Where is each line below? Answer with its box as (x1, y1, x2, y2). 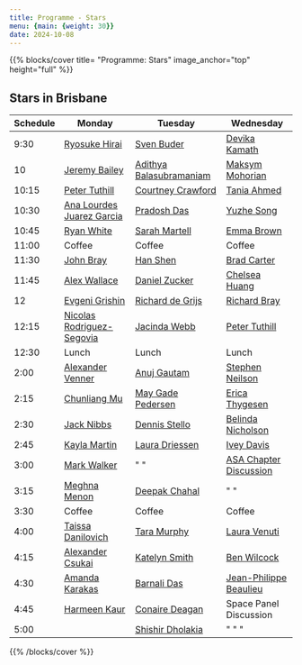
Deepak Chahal (134, 485, 200, 497)
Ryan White (64, 224, 112, 237)
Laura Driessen (134, 439, 200, 451)
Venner (64, 372, 95, 385)
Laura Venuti (226, 525, 280, 538)
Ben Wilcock (226, 551, 280, 564)
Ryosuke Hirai (64, 138, 123, 150)
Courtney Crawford (134, 184, 218, 196)
